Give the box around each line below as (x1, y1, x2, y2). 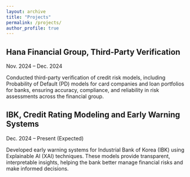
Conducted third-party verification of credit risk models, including (6, 74, 166, 81)
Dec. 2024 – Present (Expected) (6, 135, 84, 142)
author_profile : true (6, 25, 59, 31)
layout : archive (6, 8, 46, 15)
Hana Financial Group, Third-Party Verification (6, 47, 181, 57)
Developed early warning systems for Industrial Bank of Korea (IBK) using (6, 146, 185, 153)
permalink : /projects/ (6, 19, 62, 25)
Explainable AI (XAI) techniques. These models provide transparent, (6, 152, 171, 159)
